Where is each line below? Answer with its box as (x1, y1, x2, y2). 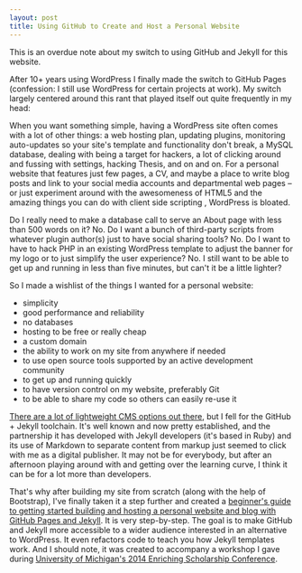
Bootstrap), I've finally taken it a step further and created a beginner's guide (9, 495, 291, 506)
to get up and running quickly (22, 374, 133, 385)
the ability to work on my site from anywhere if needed (22, 345, 226, 356)
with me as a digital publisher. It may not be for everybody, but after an (9, 449, 272, 460)
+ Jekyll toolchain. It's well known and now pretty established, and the (9, 420, 270, 431)
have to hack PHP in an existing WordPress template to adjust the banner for (9, 243, 293, 254)
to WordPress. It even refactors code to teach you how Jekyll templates (9, 534, 275, 545)
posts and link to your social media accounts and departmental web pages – (9, 177, 292, 188)
